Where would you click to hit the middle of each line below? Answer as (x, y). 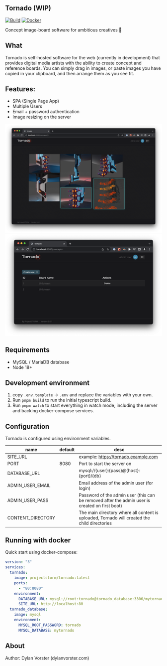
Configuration (27, 426)
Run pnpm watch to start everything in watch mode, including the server (85, 405)
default (67, 449)
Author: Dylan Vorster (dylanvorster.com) (47, 658)
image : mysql (28, 615)
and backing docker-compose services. (53, 411)
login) (85, 488)
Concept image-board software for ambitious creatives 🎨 (63, 30)
